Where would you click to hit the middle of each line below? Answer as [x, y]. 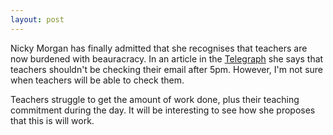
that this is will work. [52, 120]
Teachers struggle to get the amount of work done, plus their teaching [155, 99]
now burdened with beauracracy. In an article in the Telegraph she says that [167, 58]
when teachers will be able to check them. [97, 80]
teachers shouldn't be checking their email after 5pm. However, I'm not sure [166, 69]
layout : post [37, 19]
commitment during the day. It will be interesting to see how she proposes [163, 110]
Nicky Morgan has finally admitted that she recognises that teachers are [159, 48]
